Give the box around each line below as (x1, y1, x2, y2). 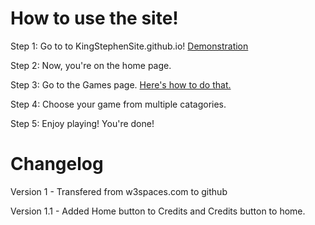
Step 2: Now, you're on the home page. (10, 59, 172, 71)
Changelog (10, 153, 104, 176)
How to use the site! (10, 7, 179, 30)
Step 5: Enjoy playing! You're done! (10, 117, 155, 129)
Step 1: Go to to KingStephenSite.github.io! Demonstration (10, 40, 249, 52)
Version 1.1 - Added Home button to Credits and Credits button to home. (10, 205, 306, 217)
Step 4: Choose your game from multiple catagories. (10, 98, 227, 110)
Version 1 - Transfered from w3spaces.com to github (10, 185, 228, 197)
